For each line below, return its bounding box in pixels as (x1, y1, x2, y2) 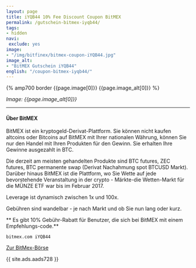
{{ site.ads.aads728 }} (6, 256, 59, 263)
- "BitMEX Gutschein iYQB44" (6, 63, 77, 69)
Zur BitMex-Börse (6, 244, 49, 252)
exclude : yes (8, 42, 41, 47)
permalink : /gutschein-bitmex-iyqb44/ (6, 19, 100, 25)
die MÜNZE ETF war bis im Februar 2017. (6, 183, 104, 190)
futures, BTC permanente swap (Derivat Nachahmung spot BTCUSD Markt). (6, 164, 188, 171)
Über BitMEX (6, 115, 38, 122)
